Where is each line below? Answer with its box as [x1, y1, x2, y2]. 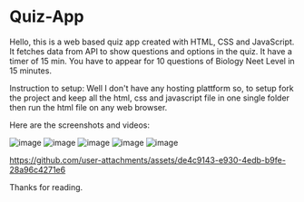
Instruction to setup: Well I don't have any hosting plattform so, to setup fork [9, 82, 294, 93]
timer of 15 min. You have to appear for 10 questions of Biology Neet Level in [9, 55, 295, 66]
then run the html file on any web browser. [9, 101, 168, 112]
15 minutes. [9, 65, 53, 76]
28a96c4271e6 [9, 164, 66, 175]
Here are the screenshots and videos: [9, 120, 150, 130]
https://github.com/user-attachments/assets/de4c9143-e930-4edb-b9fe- [9, 154, 286, 165]
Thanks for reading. [9, 181, 83, 192]
